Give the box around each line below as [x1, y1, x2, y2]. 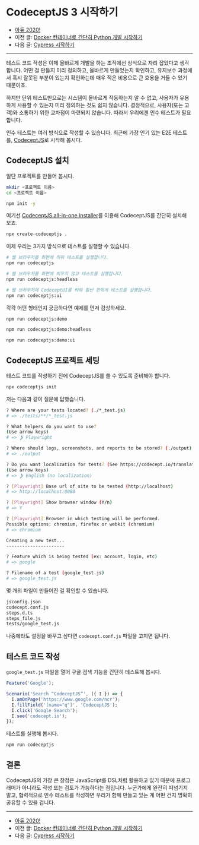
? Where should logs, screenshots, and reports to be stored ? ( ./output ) [6, 445, 192, 451]
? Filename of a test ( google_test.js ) [6, 570, 105, 576]
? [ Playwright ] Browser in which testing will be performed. [6, 516, 161, 522]
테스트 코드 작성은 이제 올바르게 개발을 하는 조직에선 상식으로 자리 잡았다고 [6, 59, 179, 66]
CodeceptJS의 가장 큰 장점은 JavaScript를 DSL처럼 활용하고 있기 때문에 [6, 776, 175, 784]
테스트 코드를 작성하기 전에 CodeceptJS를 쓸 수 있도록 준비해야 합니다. [6, 372, 171, 379]
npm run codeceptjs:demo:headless [6, 327, 92, 333]
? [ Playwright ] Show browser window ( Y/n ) [6, 499, 113, 505]
